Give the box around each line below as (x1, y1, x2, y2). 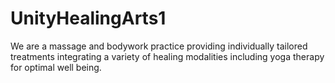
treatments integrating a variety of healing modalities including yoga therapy (10, 50, 325, 62)
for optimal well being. (10, 61, 102, 73)
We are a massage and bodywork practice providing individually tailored (10, 40, 308, 52)
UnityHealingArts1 (10, 7, 167, 30)
